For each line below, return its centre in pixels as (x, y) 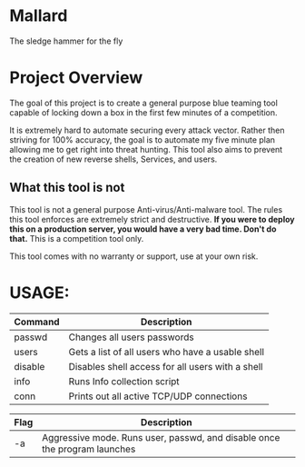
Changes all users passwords (131, 337)
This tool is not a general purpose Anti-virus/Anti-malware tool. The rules (146, 209)
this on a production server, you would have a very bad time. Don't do (143, 229)
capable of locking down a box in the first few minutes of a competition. (144, 112)
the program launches (89, 449)
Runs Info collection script (124, 381)
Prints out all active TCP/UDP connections (158, 396)
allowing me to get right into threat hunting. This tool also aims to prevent (146, 149)
